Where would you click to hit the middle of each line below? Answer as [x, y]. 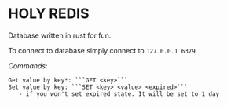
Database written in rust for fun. [60, 35]
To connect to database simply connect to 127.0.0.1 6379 [102, 50]
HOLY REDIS [49, 14]
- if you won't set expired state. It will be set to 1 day [119, 94]
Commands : [28, 66]
